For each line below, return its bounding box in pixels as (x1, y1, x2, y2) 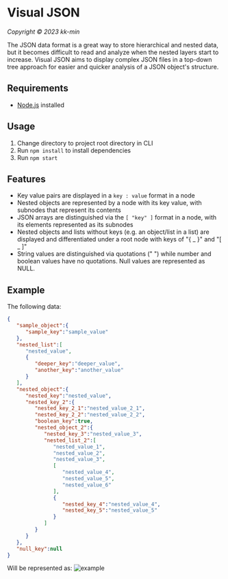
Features (7, 173, 46, 185)
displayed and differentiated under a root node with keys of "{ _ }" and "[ (16, 235, 222, 244)
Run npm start (16, 153, 58, 162)
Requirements (7, 82, 68, 94)
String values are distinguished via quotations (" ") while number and (16, 250, 212, 258)
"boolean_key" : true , (34, 418, 94, 425)
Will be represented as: (7, 564, 73, 572)
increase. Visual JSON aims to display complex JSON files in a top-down (7, 55, 212, 63)
